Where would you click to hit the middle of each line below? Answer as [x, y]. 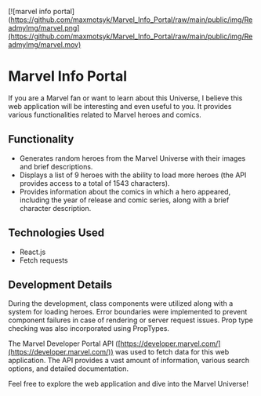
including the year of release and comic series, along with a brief [124, 200]
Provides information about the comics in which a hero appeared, [125, 191]
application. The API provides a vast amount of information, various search [129, 361]
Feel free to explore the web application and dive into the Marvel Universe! [129, 384]
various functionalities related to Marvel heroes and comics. [105, 114]
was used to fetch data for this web [172, 352]
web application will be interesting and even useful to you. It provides [120, 106]
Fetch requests [43, 260]
